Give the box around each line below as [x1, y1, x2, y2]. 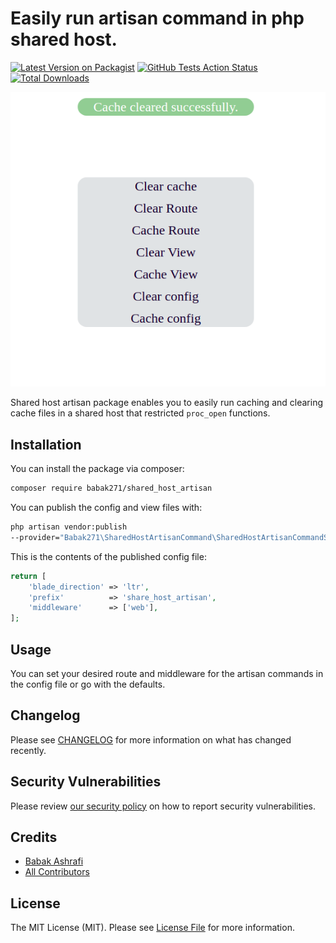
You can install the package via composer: [10, 463, 185, 475]
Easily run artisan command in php [10, 7, 305, 30]
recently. [10, 744, 47, 756]
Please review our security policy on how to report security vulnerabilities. [10, 800, 316, 812]
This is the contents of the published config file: [10, 550, 207, 562]
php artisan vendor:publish [10, 522, 128, 532]
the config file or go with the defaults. [10, 678, 166, 690]
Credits [10, 828, 58, 846]
